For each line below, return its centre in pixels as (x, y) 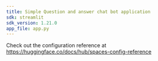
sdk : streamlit (25, 17)
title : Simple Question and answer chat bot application (78, 12)
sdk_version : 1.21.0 (32, 23)
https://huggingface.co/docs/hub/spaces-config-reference (79, 52)
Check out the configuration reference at (56, 45)
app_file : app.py (28, 28)
